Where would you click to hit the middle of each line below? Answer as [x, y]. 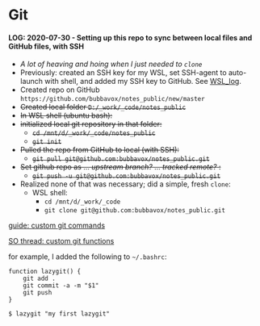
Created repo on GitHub [60, 90]
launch [31, 81]
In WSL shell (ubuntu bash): [66, 115]
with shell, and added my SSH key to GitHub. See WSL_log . [143, 81]
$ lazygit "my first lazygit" [59, 314]
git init [47, 142]
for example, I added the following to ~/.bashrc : [88, 257]
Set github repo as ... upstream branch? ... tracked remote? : [120, 167]
